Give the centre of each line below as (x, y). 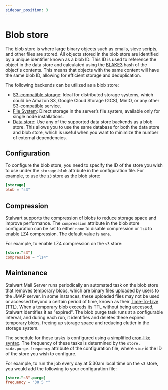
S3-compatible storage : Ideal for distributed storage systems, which (83, 95)
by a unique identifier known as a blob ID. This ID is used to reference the (81, 59)
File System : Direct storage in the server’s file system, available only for (86, 111)
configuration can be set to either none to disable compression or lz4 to (79, 228)
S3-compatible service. (37, 106)
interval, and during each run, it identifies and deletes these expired (75, 317)
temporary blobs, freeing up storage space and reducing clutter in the (77, 323)
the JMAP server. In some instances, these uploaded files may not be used (82, 296)
